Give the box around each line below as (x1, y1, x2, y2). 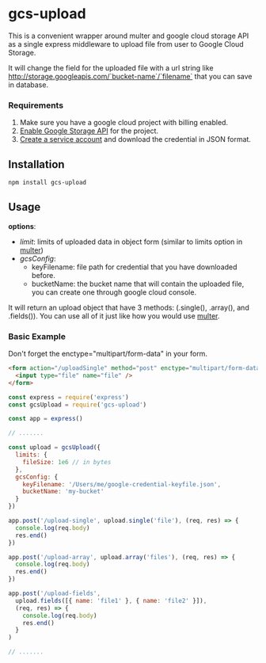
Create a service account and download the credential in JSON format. (19, 135, 252, 144)
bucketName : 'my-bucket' (22, 488, 104, 496)
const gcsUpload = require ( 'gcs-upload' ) (8, 401, 147, 409)
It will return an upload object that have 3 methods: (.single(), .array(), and (8, 303, 249, 312)
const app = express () (8, 415, 83, 423)
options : (8, 221, 36, 231)
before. (31, 270, 55, 280)
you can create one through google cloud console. (31, 287, 196, 297)
